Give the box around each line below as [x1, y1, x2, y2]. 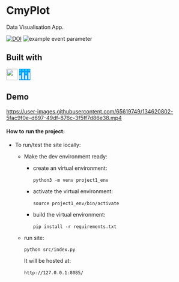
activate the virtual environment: [32, 187, 113, 195]
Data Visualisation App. [6, 23, 64, 31]
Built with [6, 52, 43, 63]
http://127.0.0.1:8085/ [23, 269, 84, 276]
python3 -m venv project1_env [32, 177, 109, 183]
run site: [23, 234, 44, 241]
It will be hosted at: [23, 257, 71, 264]
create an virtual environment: [32, 164, 108, 172]
